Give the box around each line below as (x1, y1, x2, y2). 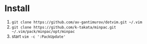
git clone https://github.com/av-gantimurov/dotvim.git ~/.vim (11, 20, 143, 25)
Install (4, 3, 30, 14)
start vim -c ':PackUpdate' (11, 33, 66, 39)
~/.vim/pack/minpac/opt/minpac (11, 29, 75, 34)
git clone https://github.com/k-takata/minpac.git (11, 25, 116, 29)
